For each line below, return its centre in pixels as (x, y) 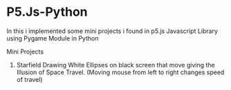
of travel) (29, 79)
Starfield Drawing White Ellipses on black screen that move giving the (115, 65)
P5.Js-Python (47, 12)
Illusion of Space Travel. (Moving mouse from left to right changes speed (120, 72)
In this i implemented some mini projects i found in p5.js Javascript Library (112, 31)
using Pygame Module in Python (53, 38)
